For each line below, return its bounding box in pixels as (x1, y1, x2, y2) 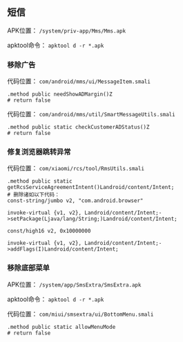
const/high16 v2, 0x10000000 (7, 228, 91, 235)
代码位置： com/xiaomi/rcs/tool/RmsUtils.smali (7, 164, 145, 172)
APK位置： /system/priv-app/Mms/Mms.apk (7, 26, 126, 35)
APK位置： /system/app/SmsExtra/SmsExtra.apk (7, 280, 142, 289)
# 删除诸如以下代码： (7, 191, 60, 199)
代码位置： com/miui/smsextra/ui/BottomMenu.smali (7, 309, 154, 318)
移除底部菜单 (7, 263, 50, 273)
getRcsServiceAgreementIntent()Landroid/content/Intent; (7, 184, 175, 191)
